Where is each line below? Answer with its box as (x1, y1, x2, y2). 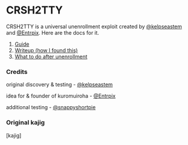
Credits (6, 68, 28, 76)
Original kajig (6, 119, 45, 127)
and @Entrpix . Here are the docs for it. (6, 29, 99, 36)
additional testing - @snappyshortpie (6, 104, 96, 111)
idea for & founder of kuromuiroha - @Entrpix (6, 92, 116, 100)
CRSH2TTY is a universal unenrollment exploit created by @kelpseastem (6, 23, 182, 30)
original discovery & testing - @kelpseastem (6, 81, 113, 88)
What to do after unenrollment (14, 53, 88, 60)
